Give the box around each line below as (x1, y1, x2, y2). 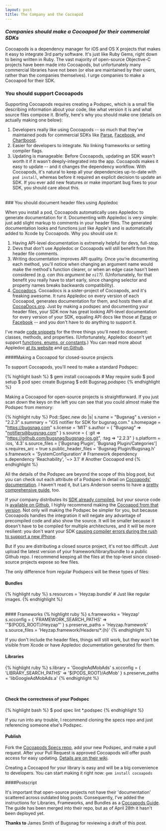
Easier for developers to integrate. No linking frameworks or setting (12, 143, 151, 149)
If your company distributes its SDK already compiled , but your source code (5, 497, 161, 502)
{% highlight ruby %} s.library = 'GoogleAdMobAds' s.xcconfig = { (5, 665, 141, 670)
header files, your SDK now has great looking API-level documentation (12, 309, 157, 315)
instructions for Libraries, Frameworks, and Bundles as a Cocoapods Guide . (5, 800, 160, 806)
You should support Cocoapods (5, 90, 83, 97)
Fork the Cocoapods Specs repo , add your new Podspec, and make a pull (5, 744, 156, 750)
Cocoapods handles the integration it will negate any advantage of (5, 512, 142, 518)
